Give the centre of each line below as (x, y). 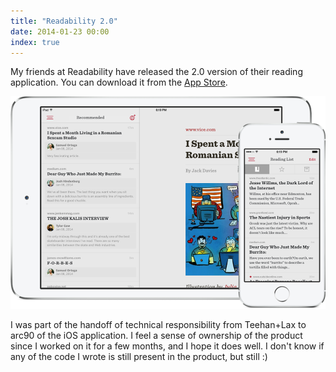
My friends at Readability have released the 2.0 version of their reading (156, 72)
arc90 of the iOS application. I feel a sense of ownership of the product (156, 336)
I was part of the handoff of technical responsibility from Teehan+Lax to (158, 325)
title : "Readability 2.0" (64, 21)
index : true (35, 42)
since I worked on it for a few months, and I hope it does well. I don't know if (167, 346)
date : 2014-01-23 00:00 (60, 31)
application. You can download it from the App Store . (119, 82)
